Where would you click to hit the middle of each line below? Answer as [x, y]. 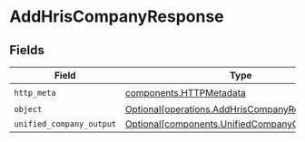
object [28, 109]
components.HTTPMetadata [186, 92]
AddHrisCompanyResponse [117, 17]
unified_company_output [65, 124]
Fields [27, 50]
